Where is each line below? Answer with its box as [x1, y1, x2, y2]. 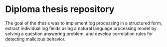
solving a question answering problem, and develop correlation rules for [5, 30, 153, 36]
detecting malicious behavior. [5, 36, 66, 42]
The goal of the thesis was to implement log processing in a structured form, [5, 20, 163, 26]
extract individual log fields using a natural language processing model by [5, 25, 157, 31]
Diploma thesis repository [5, 3, 115, 15]
